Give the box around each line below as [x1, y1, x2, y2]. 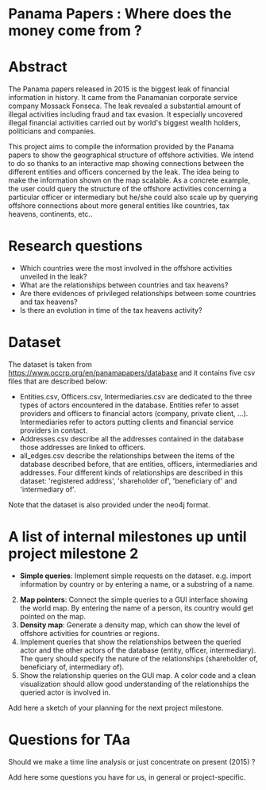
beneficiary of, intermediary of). [19, 662, 125, 672]
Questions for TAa [8, 731, 131, 749]
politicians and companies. [8, 126, 96, 136]
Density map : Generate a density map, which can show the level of [19, 620, 241, 630]
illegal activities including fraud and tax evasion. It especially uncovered [8, 110, 244, 119]
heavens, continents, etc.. [8, 210, 93, 219]
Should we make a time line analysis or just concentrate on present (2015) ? [8, 757, 256, 766]
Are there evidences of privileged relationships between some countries [19, 289, 256, 299]
